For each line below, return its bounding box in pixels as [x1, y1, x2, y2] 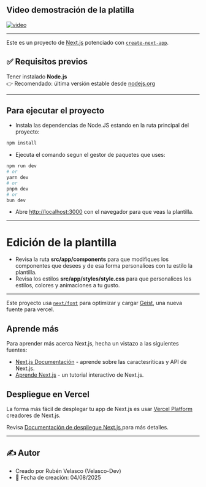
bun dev [6, 197, 26, 203]
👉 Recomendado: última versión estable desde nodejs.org [6, 80, 155, 87]
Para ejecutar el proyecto [6, 105, 105, 116]
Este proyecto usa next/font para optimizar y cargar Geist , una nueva [6, 300, 183, 307]
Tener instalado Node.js [6, 73, 67, 80]
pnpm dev [6, 186, 29, 192]
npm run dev [6, 163, 37, 169]
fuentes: [6, 346, 28, 354]
